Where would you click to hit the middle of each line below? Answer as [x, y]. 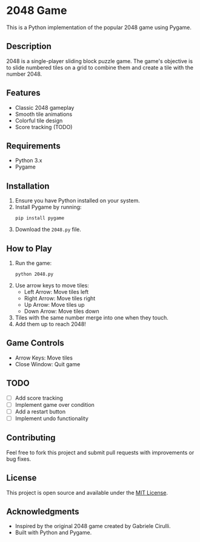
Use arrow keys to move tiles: [52, 285]
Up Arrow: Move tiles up [54, 305]
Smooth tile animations [44, 114]
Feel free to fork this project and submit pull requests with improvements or [100, 452]
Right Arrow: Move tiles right [60, 298]
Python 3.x [28, 161]
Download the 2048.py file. [48, 229]
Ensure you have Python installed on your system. [78, 201]
